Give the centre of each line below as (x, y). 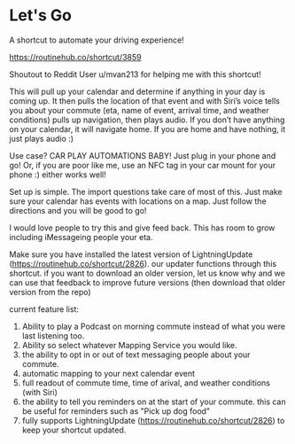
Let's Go (41, 16)
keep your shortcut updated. (74, 430)
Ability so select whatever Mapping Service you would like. (129, 345)
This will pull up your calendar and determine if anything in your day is (137, 91)
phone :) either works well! (58, 175)
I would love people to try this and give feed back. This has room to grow (142, 228)
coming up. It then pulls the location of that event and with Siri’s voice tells (145, 101)
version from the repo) (50, 292)
